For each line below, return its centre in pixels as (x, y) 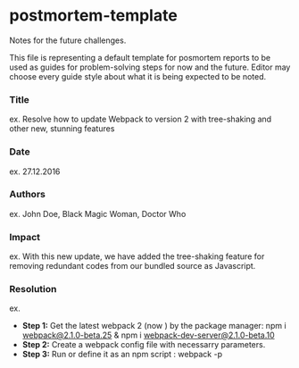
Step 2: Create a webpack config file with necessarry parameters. (144, 345)
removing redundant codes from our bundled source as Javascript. (133, 266)
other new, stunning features (62, 129)
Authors (28, 195)
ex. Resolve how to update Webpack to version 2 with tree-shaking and (141, 119)
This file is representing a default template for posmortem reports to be (140, 57)
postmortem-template (94, 16)
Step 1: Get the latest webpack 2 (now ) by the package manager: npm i (154, 326)
